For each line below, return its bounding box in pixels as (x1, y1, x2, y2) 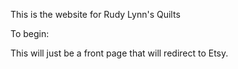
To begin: (10, 28, 50, 39)
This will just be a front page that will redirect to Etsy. (10, 47, 229, 59)
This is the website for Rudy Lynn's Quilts (10, 9, 181, 20)
